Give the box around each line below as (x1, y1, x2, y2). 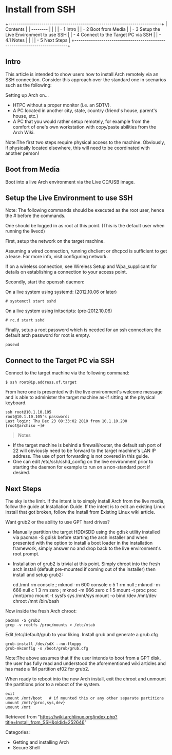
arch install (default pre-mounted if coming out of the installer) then (12, 566, 156, 572)
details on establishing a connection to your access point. (5, 269, 127, 275)
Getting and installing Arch (12, 739, 69, 745)
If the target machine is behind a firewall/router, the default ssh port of (12, 442, 162, 448)
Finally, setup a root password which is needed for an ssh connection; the (5, 327, 162, 333)
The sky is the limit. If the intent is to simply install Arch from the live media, (5, 498, 165, 504)
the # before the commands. (5, 212, 66, 219)
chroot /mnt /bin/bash (12, 598, 60, 604)
